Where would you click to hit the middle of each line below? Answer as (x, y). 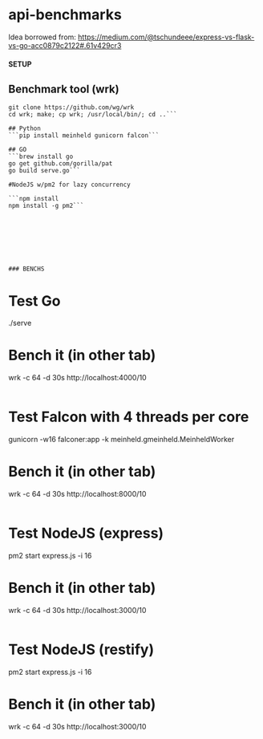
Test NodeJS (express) (86, 533)
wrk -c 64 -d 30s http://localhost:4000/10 (77, 378)
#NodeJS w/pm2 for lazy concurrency (69, 185)
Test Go (34, 300)
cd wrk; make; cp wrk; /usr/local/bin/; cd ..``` (93, 115)
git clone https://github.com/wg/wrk (71, 108)
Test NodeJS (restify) (81, 650)
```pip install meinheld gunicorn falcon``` (84, 136)
